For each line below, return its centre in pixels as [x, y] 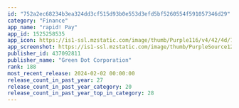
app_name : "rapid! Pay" [43, 27]
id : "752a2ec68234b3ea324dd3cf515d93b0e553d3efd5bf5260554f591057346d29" [119, 14]
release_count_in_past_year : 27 [55, 80]
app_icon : [22, 40]
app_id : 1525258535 [36, 34]
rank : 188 [22, 67]
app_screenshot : [31, 47]
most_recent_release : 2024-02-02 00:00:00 [71, 73]
